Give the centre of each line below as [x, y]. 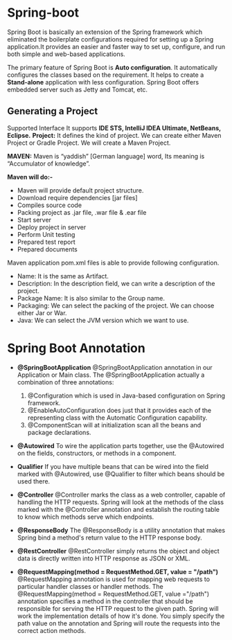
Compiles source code [49, 205]
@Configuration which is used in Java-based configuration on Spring [126, 395]
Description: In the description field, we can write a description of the [116, 283]
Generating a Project [53, 111]
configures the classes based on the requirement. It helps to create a [106, 75]
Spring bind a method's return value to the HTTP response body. [109, 537]
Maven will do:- [30, 177]
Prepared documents [47, 249]
